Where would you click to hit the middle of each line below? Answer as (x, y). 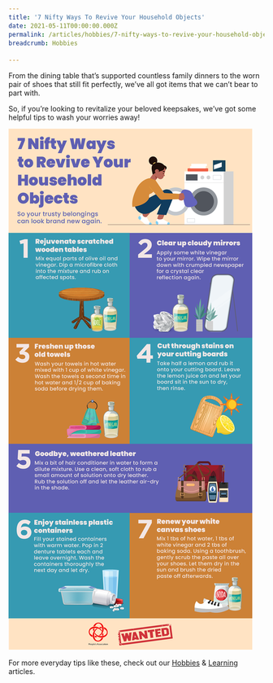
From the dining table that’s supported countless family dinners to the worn (134, 76)
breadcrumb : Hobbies (43, 43)
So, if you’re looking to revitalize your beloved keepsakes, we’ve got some (132, 109)
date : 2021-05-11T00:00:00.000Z (63, 26)
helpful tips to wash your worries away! (74, 117)
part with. (24, 93)
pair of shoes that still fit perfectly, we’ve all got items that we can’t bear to (133, 85)
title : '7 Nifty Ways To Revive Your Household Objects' (107, 17)
